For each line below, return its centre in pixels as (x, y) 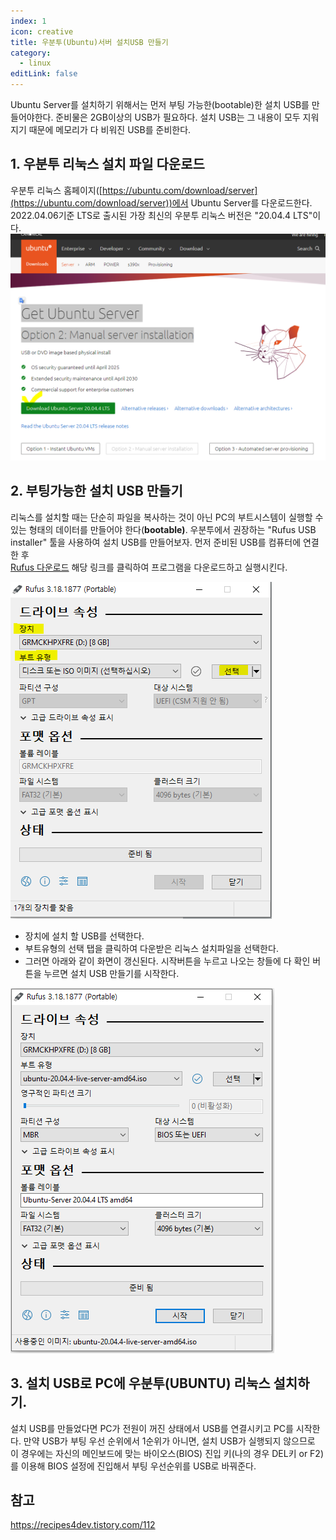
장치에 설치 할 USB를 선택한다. (84, 936)
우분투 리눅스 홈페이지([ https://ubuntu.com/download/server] (134, 190)
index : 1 (28, 21)
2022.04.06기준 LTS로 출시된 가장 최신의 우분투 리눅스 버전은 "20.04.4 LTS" (161, 215)
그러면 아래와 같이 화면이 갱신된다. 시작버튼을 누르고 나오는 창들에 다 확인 (167, 961)
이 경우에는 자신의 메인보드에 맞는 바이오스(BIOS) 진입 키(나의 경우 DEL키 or (159, 1453)
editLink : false (44, 74)
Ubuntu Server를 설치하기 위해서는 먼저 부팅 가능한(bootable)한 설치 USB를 (160, 104)
